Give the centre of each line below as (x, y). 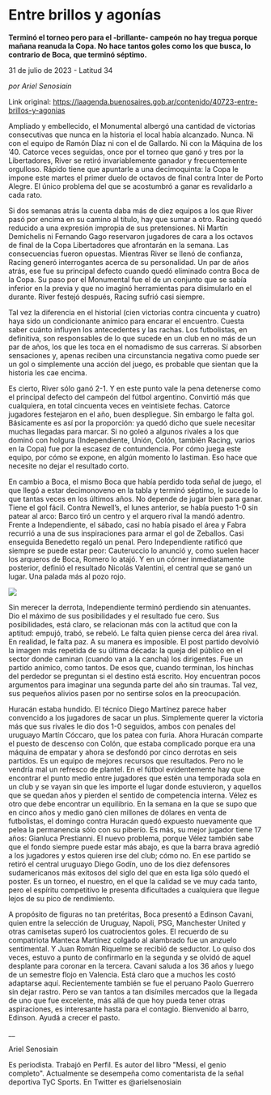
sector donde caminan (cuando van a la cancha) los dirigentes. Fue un (126, 659)
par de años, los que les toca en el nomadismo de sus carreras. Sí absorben (135, 347)
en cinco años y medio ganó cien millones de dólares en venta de (118, 812)
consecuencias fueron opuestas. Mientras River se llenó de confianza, (126, 254)
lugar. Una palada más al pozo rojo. (67, 576)
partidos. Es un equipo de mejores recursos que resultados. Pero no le (126, 760)
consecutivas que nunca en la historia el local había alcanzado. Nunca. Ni (131, 135)
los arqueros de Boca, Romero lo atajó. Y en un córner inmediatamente (127, 559)
